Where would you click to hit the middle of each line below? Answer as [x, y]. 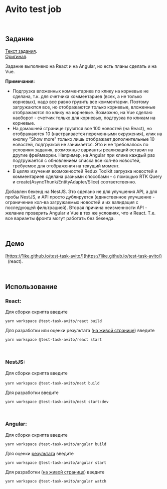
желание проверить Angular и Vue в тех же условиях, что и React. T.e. [80, 213]
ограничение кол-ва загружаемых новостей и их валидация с [72, 202]
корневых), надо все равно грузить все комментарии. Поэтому [81, 102]
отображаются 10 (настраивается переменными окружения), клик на [87, 134]
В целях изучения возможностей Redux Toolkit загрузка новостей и [85, 171]
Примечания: [20, 81]
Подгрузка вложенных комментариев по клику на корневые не [80, 91]
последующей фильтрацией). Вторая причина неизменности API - [76, 208]
